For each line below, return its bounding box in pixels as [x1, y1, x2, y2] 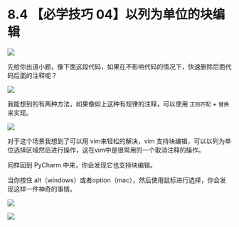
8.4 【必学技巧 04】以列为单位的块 [7, 6, 213, 23]
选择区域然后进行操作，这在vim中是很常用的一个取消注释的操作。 [13, 145, 205, 154]
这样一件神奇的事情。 [13, 184, 76, 193]
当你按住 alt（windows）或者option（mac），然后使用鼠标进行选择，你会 [7, 175, 221, 184]
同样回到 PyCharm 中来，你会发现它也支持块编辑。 [7, 160, 156, 169]
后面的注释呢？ [13, 71, 58, 79]
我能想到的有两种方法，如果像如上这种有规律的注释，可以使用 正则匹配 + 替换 [7, 99, 230, 108]
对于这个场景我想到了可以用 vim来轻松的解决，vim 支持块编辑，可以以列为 [7, 136, 225, 145]
